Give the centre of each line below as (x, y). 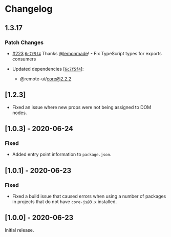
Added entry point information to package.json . (62, 155)
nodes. (19, 113)
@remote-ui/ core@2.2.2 (46, 79)
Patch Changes (24, 42)
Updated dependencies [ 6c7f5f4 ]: (48, 69)
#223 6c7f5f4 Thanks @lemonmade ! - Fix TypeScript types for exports (87, 53)
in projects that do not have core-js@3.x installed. (65, 202)
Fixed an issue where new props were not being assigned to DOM (82, 107)
